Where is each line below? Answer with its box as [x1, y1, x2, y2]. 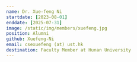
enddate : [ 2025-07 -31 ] [6, 19, 62, 25]
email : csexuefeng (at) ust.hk [6, 42, 84, 48]
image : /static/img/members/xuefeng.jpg [6, 25, 108, 31]
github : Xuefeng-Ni [6, 36, 55, 42]
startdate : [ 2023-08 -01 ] [6, 14, 68, 20]
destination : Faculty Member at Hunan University [6, 47, 132, 53]
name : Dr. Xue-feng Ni [6, 8, 62, 15]
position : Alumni [6, 31, 49, 37]
